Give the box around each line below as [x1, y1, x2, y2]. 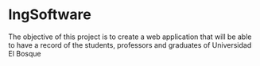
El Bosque [8, 49, 41, 58]
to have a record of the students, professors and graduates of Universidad [8, 40, 252, 49]
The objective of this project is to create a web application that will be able [8, 32, 252, 41]
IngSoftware [8, 6, 91, 24]
